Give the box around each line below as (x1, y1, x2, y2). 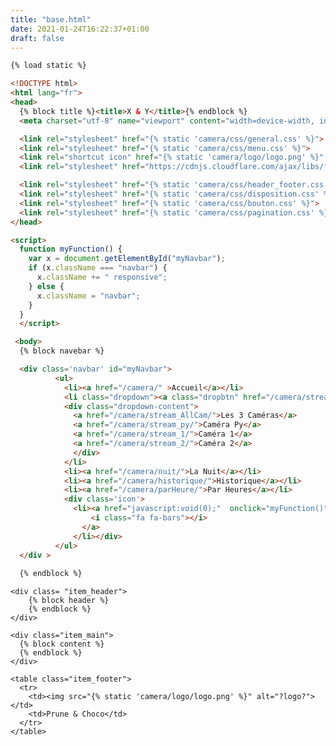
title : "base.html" (10, 14, 92, 25)
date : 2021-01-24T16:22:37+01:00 (10, 24, 150, 34)
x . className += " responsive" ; (36, 272, 168, 282)
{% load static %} (10, 61, 87, 71)
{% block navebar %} (19, 346, 105, 356)
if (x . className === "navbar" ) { (28, 263, 168, 273)
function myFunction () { (19, 244, 123, 255)
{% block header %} (28, 596, 110, 606)
